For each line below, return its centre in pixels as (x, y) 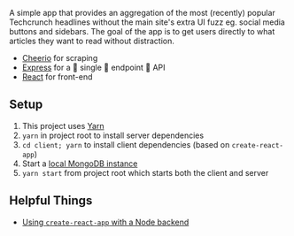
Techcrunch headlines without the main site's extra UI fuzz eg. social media (147, 22)
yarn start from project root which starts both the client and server (145, 172)
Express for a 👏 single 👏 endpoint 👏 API (93, 67)
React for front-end (57, 77)
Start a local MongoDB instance (80, 164)
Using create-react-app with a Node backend (105, 222)
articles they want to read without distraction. (92, 41)
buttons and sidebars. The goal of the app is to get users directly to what (142, 31)
